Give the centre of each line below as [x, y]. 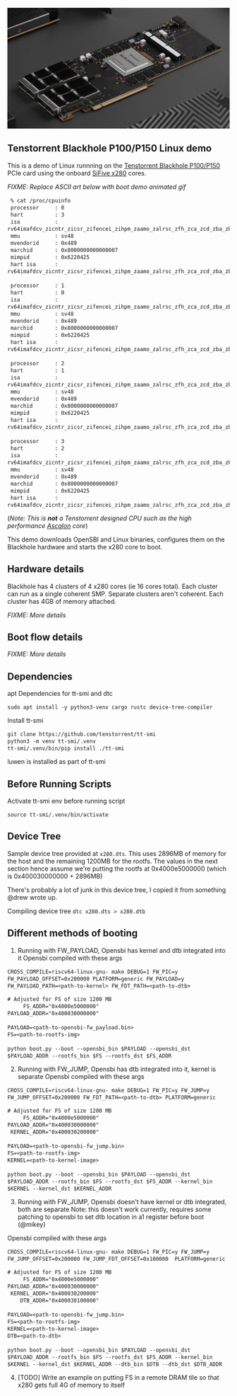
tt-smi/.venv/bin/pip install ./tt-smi [66, 749]
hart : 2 [37, 448]
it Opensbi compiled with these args [70, 958]
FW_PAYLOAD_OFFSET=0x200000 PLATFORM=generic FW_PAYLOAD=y [96, 979]
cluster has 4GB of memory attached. [62, 601]
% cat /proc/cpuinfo [41, 200]
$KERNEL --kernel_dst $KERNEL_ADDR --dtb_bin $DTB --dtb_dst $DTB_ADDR [115, 1364]
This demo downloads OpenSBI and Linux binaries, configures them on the [116, 539]
